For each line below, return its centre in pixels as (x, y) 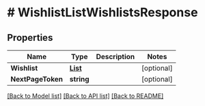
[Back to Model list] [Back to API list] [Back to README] (85, 96)
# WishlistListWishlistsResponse (102, 13)
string (80, 79)
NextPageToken (37, 79)
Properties (30, 38)
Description (115, 57)
